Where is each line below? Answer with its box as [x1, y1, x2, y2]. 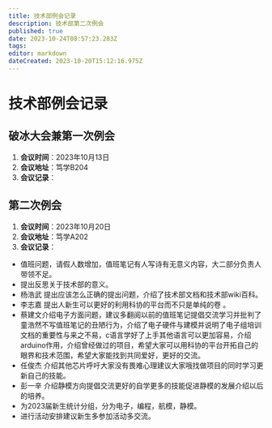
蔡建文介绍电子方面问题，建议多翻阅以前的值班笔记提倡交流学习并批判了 [19, 310, 261, 319]
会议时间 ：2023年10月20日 [19, 221, 112, 231]
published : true [8, 27, 63, 35]
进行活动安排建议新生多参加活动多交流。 [19, 411, 155, 421]
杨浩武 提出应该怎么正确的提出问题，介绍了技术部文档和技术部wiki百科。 [19, 289, 263, 299]
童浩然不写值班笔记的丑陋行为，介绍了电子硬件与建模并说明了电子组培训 [19, 319, 261, 329]
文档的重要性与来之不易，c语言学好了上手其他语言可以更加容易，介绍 [19, 330, 252, 340]
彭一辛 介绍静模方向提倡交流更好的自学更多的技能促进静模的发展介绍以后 [19, 380, 264, 390]
